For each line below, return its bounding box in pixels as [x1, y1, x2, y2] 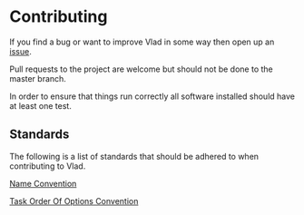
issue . [9, 45, 32, 56]
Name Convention [9, 178, 77, 189]
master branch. [9, 73, 66, 83]
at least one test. [9, 100, 73, 111]
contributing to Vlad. [9, 161, 86, 171]
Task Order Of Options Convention [9, 195, 139, 206]
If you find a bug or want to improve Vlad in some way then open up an [9, 36, 275, 47]
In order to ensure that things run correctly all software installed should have [9, 91, 295, 102]
